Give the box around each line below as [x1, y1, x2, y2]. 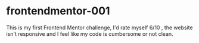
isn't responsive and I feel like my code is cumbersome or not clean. [6, 30, 174, 37]
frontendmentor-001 [6, 4, 110, 18]
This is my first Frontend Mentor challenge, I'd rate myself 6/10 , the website [6, 24, 193, 31]
